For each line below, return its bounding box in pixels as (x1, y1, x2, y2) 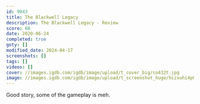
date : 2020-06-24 (6, 31, 49, 37)
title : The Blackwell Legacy (6, 14, 79, 20)
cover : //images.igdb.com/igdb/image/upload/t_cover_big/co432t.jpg (6, 70, 180, 75)
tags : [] (6, 58, 28, 64)
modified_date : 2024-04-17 (6, 48, 73, 53)
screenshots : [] (6, 53, 46, 59)
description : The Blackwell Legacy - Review (6, 20, 118, 26)
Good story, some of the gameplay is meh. (6, 92, 111, 99)
